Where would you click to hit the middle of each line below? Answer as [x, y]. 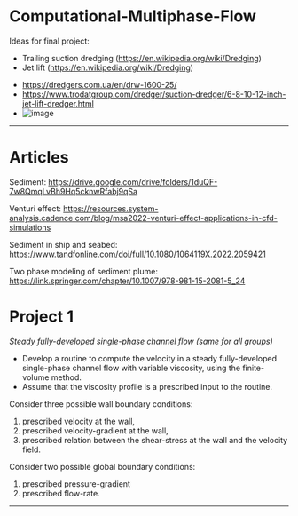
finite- [253, 368]
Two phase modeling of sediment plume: [83, 271]
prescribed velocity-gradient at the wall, [95, 430]
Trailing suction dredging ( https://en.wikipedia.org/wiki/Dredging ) [141, 58]
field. [31, 449]
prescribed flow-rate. [61, 493]
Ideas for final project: [50, 41]
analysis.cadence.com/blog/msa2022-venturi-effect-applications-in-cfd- [143, 218]
